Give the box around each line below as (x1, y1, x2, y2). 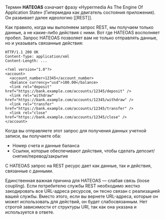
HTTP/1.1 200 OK (5, 50, 39, 55)
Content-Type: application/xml (5, 54, 70, 59)
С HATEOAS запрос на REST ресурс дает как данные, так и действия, (5, 163, 152, 168)
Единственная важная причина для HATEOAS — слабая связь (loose (5, 178, 150, 183)
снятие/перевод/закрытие (12, 153, 68, 159)
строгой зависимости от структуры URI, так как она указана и (5, 204, 137, 210)
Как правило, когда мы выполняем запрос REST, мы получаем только (5, 24, 154, 30)
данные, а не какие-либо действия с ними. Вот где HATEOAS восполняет (5, 30, 160, 35)
